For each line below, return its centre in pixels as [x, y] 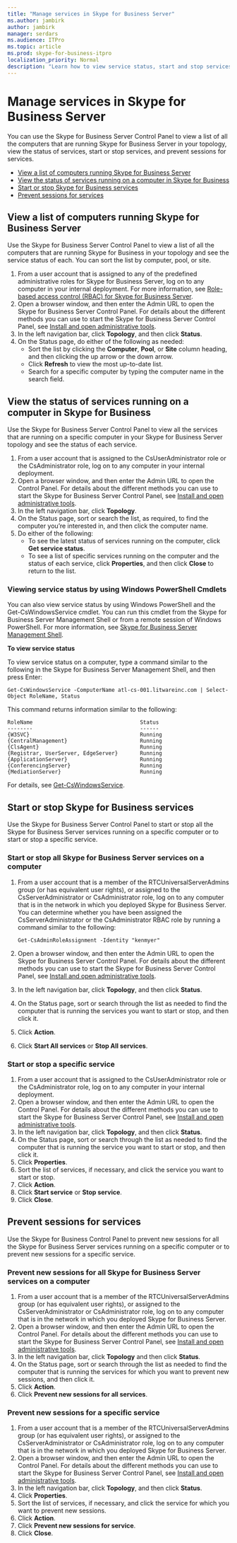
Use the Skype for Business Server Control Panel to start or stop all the [110, 824]
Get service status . [56, 548]
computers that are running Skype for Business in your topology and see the [118, 253]
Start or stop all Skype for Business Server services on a [106, 858]
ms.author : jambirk [36, 21]
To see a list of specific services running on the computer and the [124, 556]
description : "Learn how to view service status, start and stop [105, 67]
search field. [46, 379]
